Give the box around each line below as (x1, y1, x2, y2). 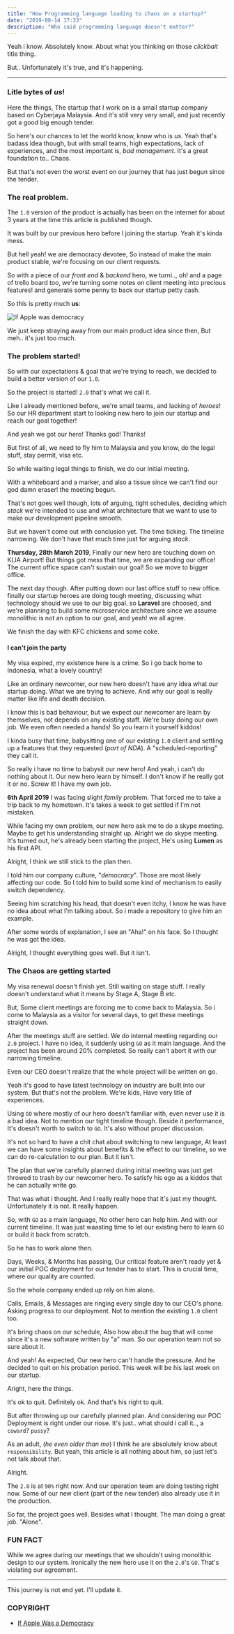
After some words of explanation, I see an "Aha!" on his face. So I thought (7, 928, 219, 936)
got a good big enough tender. (7, 118, 95, 126)
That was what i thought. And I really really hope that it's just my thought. (7, 1194, 217, 1202)
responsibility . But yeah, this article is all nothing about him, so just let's (7, 1447, 218, 1455)
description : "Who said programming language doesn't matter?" (7, 23, 195, 30)
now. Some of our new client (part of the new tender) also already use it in (7, 1489, 221, 1497)
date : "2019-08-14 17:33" (7, 17, 82, 24)
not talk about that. (7, 1454, 61, 1463)
